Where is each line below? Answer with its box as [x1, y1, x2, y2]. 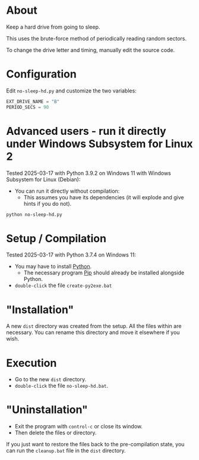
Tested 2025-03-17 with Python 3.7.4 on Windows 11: [6, 251, 137, 258]
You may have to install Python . [14, 263, 92, 270]
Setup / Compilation [6, 231, 107, 245]
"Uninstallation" [6, 403, 88, 416]
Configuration [6, 67, 77, 81]
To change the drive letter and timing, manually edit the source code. [6, 46, 175, 54]
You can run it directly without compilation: [14, 187, 120, 195]
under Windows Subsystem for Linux [6, 137, 193, 150]
